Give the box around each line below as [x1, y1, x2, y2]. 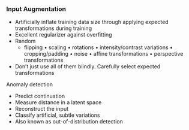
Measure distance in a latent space [14, 99, 102, 106]
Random [14, 38, 36, 45]
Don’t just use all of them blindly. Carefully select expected [14, 63, 161, 70]
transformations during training [14, 25, 92, 32]
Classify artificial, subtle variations [14, 111, 100, 119]
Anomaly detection [6, 81, 53, 88]
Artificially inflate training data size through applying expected [14, 19, 169, 26]
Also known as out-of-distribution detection [14, 118, 123, 125]
